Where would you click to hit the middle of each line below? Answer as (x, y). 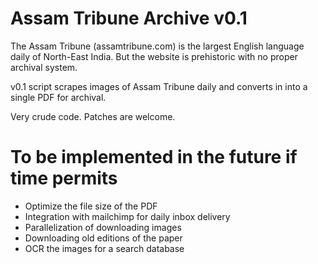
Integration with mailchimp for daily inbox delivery (127, 216)
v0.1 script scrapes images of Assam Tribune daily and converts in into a (159, 86)
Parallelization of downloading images (103, 227)
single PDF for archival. (58, 97)
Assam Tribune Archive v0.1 (129, 18)
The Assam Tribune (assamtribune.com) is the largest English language (157, 46)
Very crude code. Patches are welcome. (93, 116)
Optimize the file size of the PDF (91, 206)
